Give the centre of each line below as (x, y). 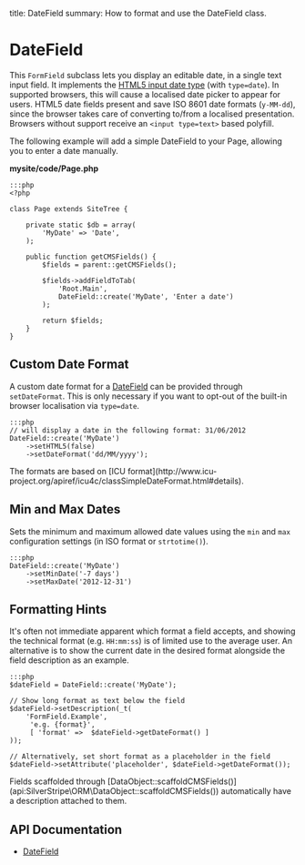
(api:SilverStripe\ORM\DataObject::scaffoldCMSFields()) (114, 791)
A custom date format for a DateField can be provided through (126, 386)
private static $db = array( (81, 225)
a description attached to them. (68, 801)
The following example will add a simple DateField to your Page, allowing (146, 141)
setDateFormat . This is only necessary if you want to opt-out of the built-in (148, 396)
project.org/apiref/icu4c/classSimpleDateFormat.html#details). (127, 481)
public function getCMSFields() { (91, 257)
